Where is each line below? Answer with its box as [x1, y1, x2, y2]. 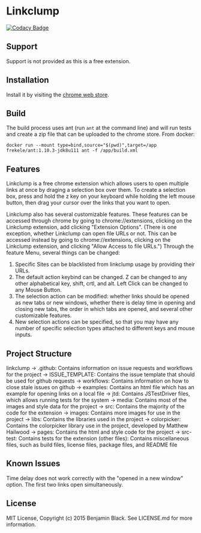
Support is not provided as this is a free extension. [6, 57, 131, 64]
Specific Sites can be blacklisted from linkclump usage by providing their [14, 260, 195, 268]
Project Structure [6, 348, 72, 359]
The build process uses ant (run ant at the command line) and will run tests [6, 125, 192, 132]
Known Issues [6, 458, 61, 469]
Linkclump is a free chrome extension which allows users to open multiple [6, 180, 189, 187]
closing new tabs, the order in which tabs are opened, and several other [14, 306, 193, 313]
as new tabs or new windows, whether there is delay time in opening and [14, 299, 196, 306]
